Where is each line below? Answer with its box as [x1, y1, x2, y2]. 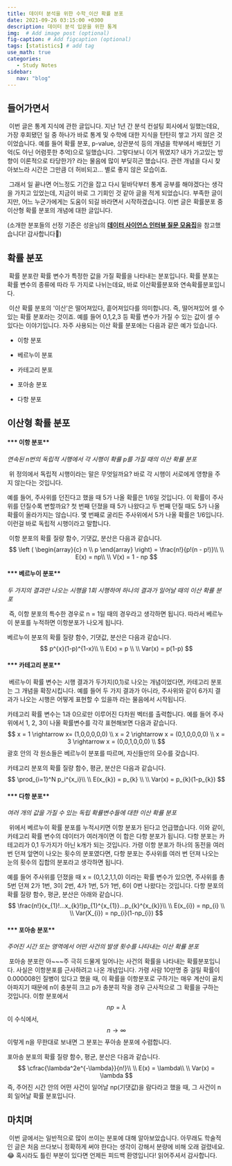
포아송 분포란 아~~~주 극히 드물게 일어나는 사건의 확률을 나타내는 [8, 957, 186, 966]
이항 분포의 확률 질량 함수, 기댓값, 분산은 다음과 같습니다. [8, 534, 162, 542]
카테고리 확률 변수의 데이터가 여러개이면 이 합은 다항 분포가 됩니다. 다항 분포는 [7, 832, 218, 841]
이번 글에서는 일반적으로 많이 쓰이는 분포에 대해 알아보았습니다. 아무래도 [8, 1134, 203, 1142]
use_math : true [7, 49, 51, 56]
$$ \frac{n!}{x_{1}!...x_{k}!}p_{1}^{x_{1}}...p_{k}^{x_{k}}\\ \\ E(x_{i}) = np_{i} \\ [8, 901, 225, 910]
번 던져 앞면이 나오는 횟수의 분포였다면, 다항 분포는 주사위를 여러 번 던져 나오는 [7, 849, 220, 858]
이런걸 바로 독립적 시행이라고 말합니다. [7, 519, 111, 527]
